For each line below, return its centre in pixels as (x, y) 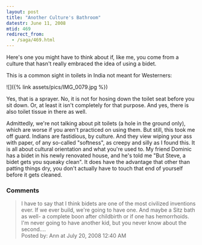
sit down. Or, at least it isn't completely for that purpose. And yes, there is (97, 105)
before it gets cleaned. (34, 175)
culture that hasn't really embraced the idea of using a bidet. (81, 64)
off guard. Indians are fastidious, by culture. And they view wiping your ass (99, 136)
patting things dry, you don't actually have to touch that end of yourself (95, 168)
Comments (23, 190)
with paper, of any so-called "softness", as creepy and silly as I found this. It (101, 142)
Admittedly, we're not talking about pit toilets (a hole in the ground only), (96, 123)
